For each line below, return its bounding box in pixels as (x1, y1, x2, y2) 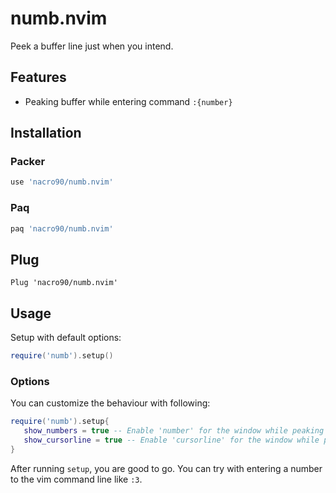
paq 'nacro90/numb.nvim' (10, 223, 114, 234)
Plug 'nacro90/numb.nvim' (10, 278, 118, 288)
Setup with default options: (10, 332, 122, 344)
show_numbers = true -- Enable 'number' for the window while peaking (23, 426, 325, 436)
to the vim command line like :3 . (10, 473, 143, 485)
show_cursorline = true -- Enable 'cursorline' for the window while (23, 435, 320, 446)
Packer (10, 155, 46, 169)
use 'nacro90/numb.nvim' (10, 177, 114, 187)
